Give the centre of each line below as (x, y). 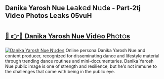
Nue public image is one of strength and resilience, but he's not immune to (81, 66)
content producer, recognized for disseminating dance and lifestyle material (82, 56)
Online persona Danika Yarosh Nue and (105, 50)
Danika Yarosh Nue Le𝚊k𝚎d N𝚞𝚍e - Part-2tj (73, 8)
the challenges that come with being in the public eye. (60, 71)
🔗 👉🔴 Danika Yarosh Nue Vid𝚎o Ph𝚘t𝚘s (68, 36)
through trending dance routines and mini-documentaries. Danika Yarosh (80, 61)
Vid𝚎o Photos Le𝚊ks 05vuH (49, 16)
